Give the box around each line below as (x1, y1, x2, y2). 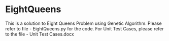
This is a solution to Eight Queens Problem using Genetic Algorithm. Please (5, 20, 162, 26)
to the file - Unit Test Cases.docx (5, 31, 75, 37)
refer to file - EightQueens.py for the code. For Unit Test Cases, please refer (5, 25, 164, 31)
